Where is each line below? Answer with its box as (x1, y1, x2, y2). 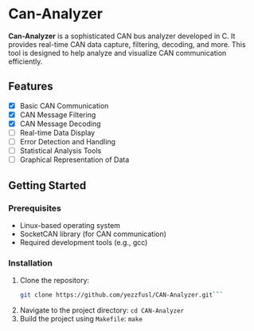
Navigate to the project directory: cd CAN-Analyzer (19, 305, 185, 315)
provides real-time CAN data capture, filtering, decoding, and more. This (8, 39, 246, 49)
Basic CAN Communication (19, 100, 109, 110)
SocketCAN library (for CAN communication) (19, 229, 167, 238)
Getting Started (8, 179, 87, 192)
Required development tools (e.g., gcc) (19, 237, 148, 247)
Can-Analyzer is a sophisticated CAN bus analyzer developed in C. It (8, 31, 236, 41)
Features (8, 80, 53, 93)
